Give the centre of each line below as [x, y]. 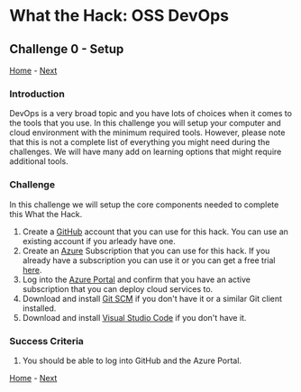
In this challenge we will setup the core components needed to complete [144, 205]
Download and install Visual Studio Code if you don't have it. [134, 317]
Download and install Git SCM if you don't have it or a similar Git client [152, 298]
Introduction [37, 94]
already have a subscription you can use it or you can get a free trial [149, 260]
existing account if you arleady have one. [99, 241]
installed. [39, 308]
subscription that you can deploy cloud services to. [118, 288]
